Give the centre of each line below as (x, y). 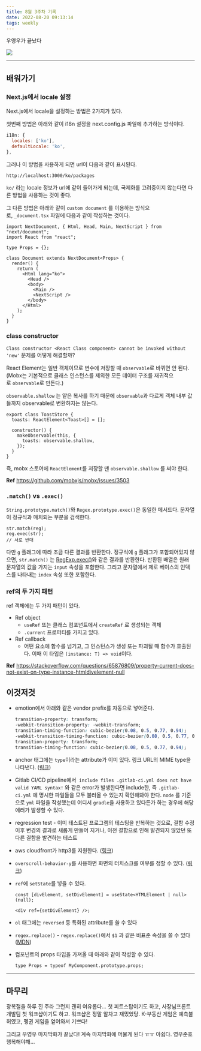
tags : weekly (22, 23)
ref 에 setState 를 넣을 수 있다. (50, 883)
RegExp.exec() (74, 560)
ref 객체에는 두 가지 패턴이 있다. (43, 606)
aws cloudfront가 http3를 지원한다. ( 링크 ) (64, 850)
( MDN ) (23, 942)
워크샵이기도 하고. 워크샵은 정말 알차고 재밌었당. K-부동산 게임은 (103, 1014)
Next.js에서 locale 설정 (39, 97)
